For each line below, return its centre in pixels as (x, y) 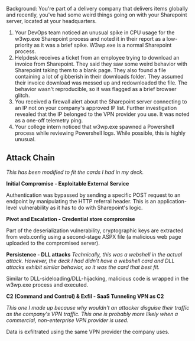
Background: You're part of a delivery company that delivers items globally (97, 9)
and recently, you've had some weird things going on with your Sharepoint (97, 15)
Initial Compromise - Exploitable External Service (68, 183)
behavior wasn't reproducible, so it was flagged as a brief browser (95, 89)
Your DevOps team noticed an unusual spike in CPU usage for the (95, 33)
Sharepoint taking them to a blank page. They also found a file (90, 70)
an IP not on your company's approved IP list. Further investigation (96, 108)
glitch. (22, 95)
